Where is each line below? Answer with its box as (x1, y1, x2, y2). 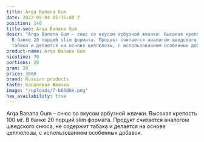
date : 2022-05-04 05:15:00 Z (6, 15, 80, 21)
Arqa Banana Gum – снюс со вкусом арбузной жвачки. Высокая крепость (6, 109, 197, 117)
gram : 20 (6, 65, 29, 71)
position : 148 (6, 20, 42, 26)
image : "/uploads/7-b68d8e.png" (6, 88, 88, 94)
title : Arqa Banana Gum (6, 8, 67, 15)
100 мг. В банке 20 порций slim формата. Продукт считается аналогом (6, 116, 189, 123)
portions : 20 (6, 59, 39, 65)
